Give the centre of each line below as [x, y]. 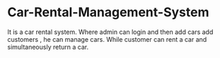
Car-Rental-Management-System [108, 12]
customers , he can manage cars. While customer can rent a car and [107, 39]
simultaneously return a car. [48, 47]
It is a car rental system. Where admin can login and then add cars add [110, 32]
